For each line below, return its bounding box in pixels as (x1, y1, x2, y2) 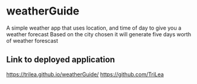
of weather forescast (6, 37, 59, 44)
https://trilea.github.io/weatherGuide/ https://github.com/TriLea (6, 71, 164, 78)
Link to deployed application (6, 54, 115, 65)
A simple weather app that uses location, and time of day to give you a (6, 24, 182, 31)
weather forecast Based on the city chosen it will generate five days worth (6, 30, 192, 37)
